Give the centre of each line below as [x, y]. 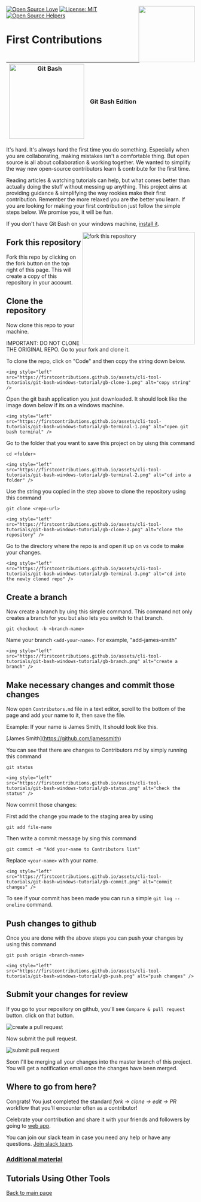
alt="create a [160, 662]
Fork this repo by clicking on [41, 257]
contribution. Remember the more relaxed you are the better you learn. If [96, 199]
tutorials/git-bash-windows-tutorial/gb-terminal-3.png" [79, 574]
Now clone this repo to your [40, 325]
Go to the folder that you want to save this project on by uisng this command [100, 443]
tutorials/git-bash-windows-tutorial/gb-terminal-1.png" [79, 426]
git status [20, 767]
